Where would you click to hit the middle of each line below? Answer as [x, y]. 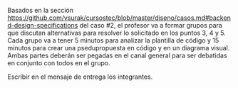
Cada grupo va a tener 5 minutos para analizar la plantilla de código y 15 [113, 40]
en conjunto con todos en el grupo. [59, 63]
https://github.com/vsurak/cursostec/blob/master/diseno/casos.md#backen [119, 18]
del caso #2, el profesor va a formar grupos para [151, 25]
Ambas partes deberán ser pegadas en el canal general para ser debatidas [117, 55]
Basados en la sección [40, 10]
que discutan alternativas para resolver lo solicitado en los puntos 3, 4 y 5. [117, 33]
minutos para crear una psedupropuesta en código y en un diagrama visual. [119, 48]
